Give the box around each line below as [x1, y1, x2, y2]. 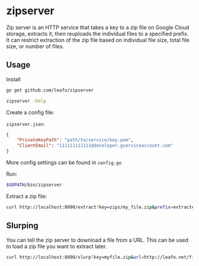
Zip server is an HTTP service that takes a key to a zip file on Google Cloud [6, 24, 190, 31]
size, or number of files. [6, 43, 64, 50]
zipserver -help [6, 98, 46, 104]
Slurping [6, 221, 38, 231]
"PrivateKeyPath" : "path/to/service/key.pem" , [17, 137, 134, 143]
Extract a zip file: [6, 192, 47, 199]
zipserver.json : [6, 120, 46, 127]
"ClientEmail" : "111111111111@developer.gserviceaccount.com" [17, 142, 174, 149]
